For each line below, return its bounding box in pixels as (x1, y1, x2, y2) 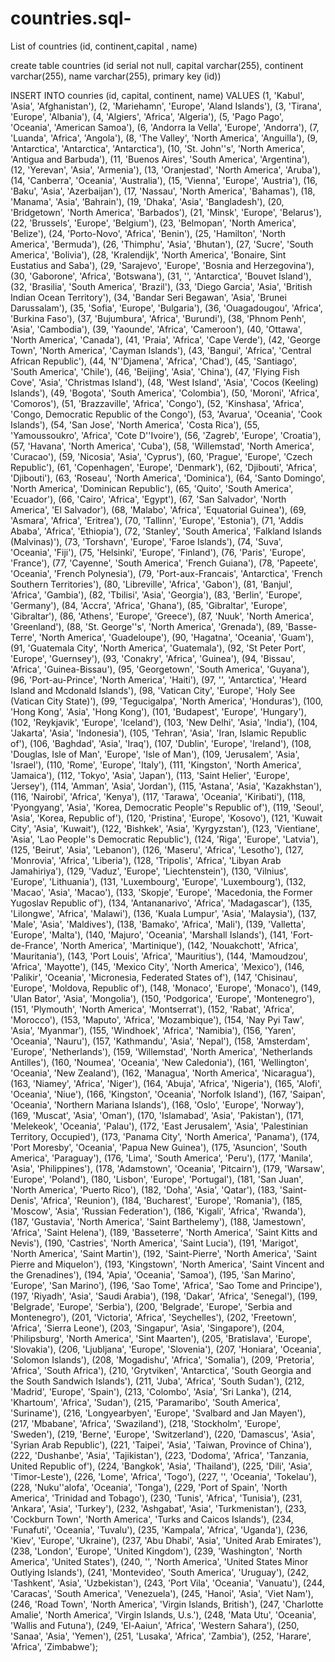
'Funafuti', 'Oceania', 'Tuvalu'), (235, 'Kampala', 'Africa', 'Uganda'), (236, (10, 1523, 308, 1536)
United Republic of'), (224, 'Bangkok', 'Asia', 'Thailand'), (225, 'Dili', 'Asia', (10, 1460, 313, 1472)
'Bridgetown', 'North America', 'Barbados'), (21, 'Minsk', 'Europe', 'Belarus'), (10, 206, 322, 218)
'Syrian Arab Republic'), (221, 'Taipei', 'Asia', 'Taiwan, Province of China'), (10, 1438, 312, 1451)
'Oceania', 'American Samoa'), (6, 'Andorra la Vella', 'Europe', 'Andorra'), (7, (10, 121, 320, 133)
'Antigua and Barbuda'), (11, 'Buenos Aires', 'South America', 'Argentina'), (10, 153, 311, 165)
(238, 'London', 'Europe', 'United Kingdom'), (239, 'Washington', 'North (10, 1545, 303, 1557)
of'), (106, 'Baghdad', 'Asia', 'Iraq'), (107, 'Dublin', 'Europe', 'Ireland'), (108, (10, 737, 312, 749)
